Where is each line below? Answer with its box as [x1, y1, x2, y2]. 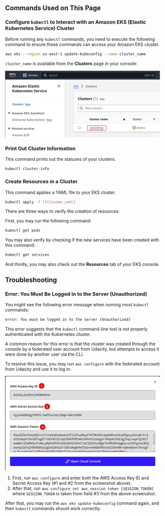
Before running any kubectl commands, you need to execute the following [5, 36, 155, 42]
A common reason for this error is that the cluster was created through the [5, 340, 156, 347]
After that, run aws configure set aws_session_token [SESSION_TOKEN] [12, 485, 154, 491]
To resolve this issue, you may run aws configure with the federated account [5, 361, 160, 367]
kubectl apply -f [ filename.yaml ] [5, 199, 76, 204]
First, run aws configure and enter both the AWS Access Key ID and [12, 475, 149, 480]
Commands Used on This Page [5, 4, 101, 12]
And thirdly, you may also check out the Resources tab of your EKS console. [5, 261, 160, 267]
